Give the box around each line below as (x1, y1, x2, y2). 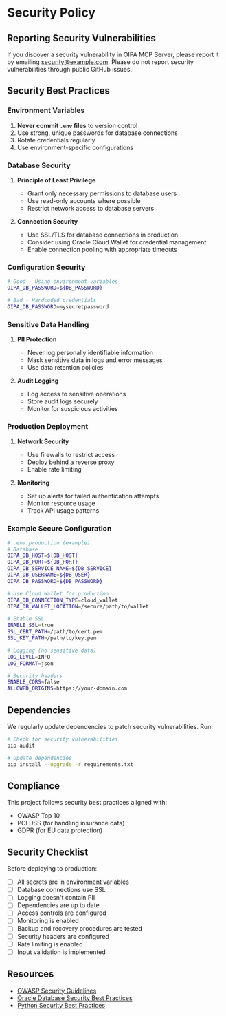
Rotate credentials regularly (16, 136, 95, 144)
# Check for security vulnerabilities (7, 735, 118, 743)
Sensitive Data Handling (7, 319, 89, 329)
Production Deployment (7, 422, 89, 431)
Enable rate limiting (27, 465, 82, 474)
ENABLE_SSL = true (7, 622, 54, 629)
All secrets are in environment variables (16, 878, 129, 886)
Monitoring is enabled (16, 917, 79, 925)
